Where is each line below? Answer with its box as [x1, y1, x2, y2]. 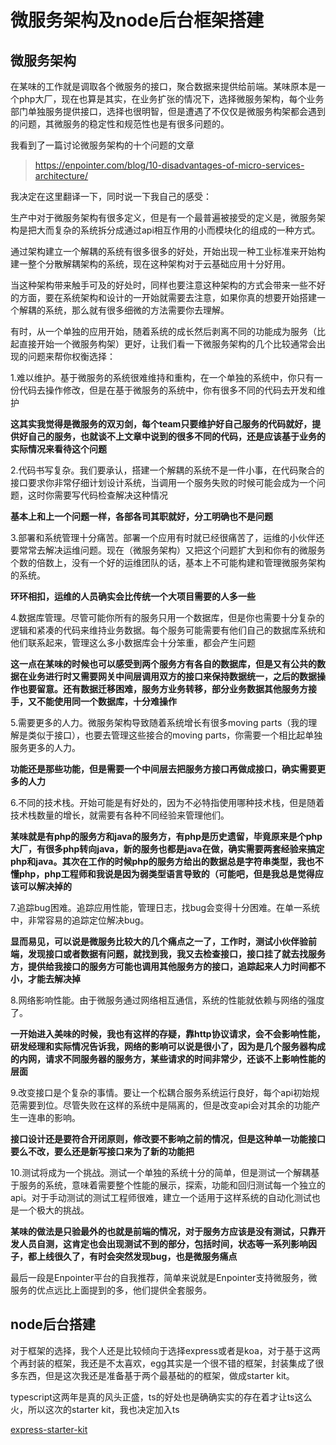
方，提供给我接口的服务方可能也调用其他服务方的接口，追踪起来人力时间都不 [10, 961, 326, 972]
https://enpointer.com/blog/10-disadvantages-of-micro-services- [34, 159, 305, 171]
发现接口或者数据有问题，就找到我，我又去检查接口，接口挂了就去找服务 [27, 948, 326, 960]
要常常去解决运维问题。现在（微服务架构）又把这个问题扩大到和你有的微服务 [10, 544, 326, 556]
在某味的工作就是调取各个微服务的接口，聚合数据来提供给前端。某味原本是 [10, 81, 317, 92]
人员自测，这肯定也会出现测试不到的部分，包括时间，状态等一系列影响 [18, 1238, 308, 1250]
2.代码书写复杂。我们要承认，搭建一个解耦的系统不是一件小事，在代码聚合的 [10, 464, 325, 476]
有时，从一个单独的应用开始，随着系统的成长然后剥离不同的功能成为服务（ [10, 326, 317, 337]
